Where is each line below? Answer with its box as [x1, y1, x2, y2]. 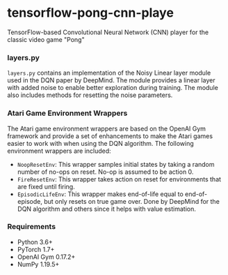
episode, [17, 197, 43, 205]
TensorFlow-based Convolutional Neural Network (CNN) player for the [7, 28, 209, 36]
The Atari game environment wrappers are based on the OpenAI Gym [7, 124, 206, 133]
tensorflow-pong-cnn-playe [7, 5, 174, 21]
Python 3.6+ [17, 237, 54, 246]
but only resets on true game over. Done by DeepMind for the [44, 197, 220, 205]
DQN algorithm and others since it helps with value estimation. [17, 205, 197, 213]
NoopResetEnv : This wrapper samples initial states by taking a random [17, 160, 215, 168]
